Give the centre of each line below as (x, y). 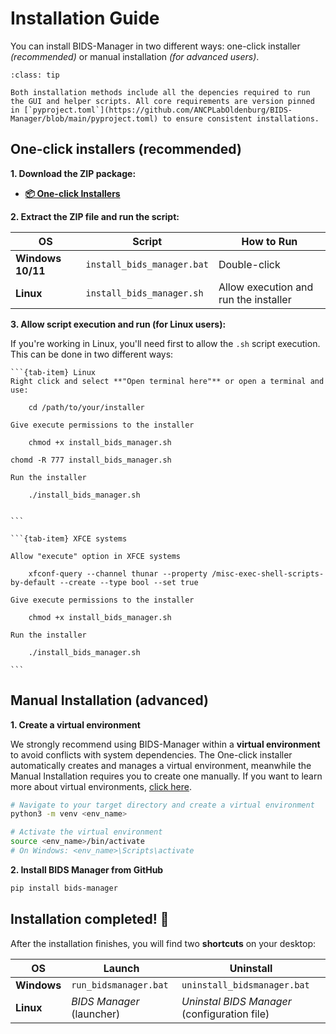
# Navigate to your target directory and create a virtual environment (162, 805)
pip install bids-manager (64, 888)
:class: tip (35, 75)
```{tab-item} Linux (53, 372)
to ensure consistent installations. (241, 118)
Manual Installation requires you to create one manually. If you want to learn (166, 776)
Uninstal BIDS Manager (236, 1001)
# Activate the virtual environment (86, 832)
